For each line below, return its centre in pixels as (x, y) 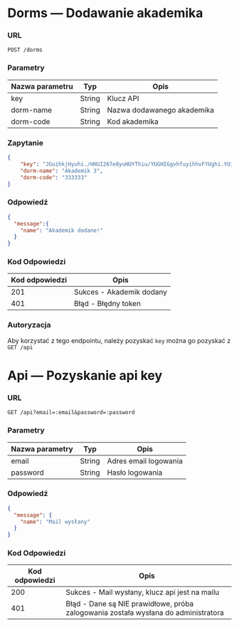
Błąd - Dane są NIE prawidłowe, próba (130, 604)
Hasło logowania (135, 473)
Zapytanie (26, 142)
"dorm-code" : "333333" (54, 177)
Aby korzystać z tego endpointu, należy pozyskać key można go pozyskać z (119, 340)
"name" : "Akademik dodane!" (62, 230)
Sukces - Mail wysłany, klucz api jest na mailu (143, 592)
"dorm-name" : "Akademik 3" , (62, 171)
